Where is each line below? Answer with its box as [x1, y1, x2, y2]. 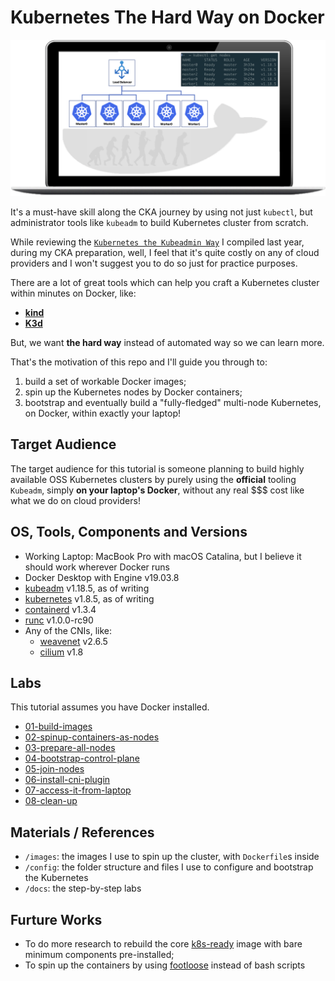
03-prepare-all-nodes [24, 742, 116, 754]
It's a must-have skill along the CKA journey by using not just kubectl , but [10, 206, 313, 218]
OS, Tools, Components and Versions [10, 524, 248, 541]
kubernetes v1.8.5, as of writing [24, 592, 155, 605]
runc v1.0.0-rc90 [24, 614, 94, 626]
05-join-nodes [24, 763, 85, 775]
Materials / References [10, 824, 155, 841]
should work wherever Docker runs [24, 561, 170, 573]
